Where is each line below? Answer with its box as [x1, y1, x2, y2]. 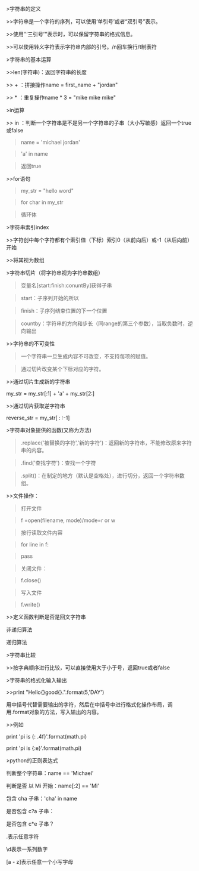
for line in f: [20, 541, 49, 548]
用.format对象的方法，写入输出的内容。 [6, 709, 102, 715]
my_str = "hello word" [20, 187, 74, 194]
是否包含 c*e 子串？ [6, 820, 55, 827]
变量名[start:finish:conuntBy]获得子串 [20, 282, 112, 289]
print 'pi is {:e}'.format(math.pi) [6, 745, 82, 752]
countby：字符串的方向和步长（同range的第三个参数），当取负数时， [20, 320, 188, 327]
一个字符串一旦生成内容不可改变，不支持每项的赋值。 [20, 353, 151, 360]
